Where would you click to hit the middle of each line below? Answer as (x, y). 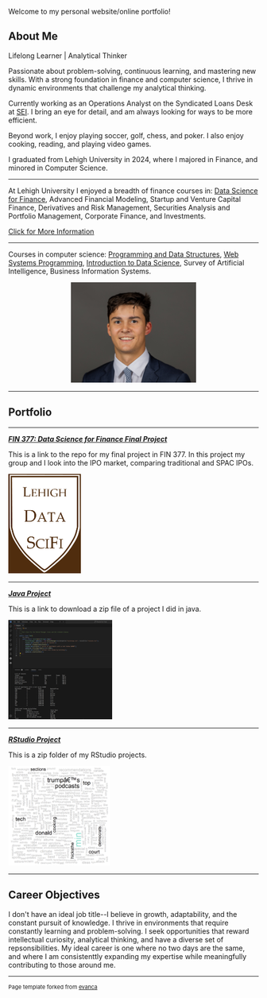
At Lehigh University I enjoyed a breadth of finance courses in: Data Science (133, 191)
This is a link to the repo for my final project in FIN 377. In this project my (127, 454)
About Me (33, 36)
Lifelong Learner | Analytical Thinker (68, 56)
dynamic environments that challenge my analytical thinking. (107, 87)
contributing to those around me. (62, 965)
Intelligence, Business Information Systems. (80, 271)
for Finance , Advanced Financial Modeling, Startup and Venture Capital (124, 199)
